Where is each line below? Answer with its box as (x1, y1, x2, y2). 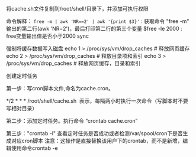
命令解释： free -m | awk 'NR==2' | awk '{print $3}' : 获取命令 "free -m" (6, 18, 189, 25)
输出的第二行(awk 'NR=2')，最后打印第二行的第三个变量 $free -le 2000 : (6, 25, 182, 32)
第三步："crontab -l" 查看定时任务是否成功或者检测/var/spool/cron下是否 (6, 130, 183, 137)
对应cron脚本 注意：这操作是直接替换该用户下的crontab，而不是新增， (11, 138, 183, 144)
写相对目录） (6, 105, 37, 112)
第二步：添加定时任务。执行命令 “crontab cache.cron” (6, 117, 138, 124)
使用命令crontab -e (11, 145, 58, 152)
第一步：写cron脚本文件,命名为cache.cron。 (6, 85, 114, 91)
